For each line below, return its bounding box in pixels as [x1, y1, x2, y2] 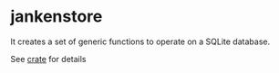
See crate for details [10, 53, 87, 64]
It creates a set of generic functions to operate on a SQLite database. [10, 36, 271, 47]
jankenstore [10, 6, 103, 27]
